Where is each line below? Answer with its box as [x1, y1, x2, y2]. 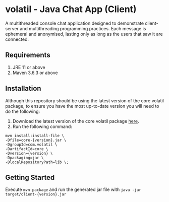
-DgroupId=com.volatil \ [5, 142, 58, 147]
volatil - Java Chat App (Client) [5, 4, 137, 15]
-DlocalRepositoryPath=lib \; [5, 160, 69, 165]
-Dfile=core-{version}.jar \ [5, 138, 67, 143]
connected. [5, 36, 29, 42]
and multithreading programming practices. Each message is [20, 25, 146, 31]
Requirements [5, 51, 50, 59]
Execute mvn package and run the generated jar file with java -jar [5, 186, 141, 192]
